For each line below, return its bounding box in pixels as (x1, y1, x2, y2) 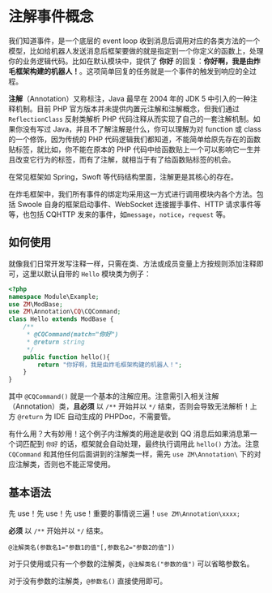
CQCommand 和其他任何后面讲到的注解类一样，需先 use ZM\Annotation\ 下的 (8, 449, 255, 459)
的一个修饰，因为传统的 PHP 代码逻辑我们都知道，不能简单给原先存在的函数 (8, 134, 261, 144)
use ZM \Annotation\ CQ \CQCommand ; (8, 308, 121, 316)
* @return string (26, 338, 85, 346)
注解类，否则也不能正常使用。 (15, 460, 115, 470)
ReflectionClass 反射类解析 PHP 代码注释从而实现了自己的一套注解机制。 (8, 114, 253, 123)
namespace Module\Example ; (8, 292, 100, 301)
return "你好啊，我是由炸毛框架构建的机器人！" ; (37, 361, 182, 369)
